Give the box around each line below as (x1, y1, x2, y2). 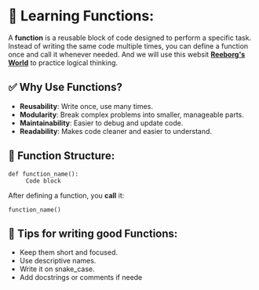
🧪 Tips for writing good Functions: (8, 227, 178, 240)
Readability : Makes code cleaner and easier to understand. (19, 126, 213, 136)
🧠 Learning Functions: (8, 7, 155, 25)
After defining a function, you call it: (8, 190, 125, 200)
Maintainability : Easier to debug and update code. (19, 118, 184, 128)
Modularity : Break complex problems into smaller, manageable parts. (19, 110, 245, 119)
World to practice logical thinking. (8, 58, 119, 67)
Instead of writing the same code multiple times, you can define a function (8, 41, 249, 50)
